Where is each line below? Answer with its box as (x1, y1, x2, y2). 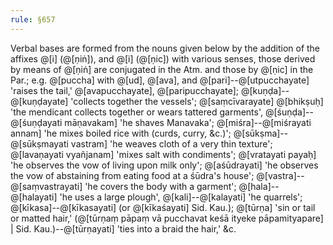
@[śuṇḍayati (10, 116, 63, 128)
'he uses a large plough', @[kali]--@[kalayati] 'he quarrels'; (59, 191, 303, 203)
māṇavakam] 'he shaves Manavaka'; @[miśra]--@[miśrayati (64, 116, 312, 128)
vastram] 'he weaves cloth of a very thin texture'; (70, 137, 273, 150)
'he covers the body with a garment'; (84, 180, 237, 192)
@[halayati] (10, 191, 58, 203)
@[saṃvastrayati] (10, 180, 83, 192)
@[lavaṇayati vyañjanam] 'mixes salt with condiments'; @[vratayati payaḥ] (10, 148, 317, 160)
